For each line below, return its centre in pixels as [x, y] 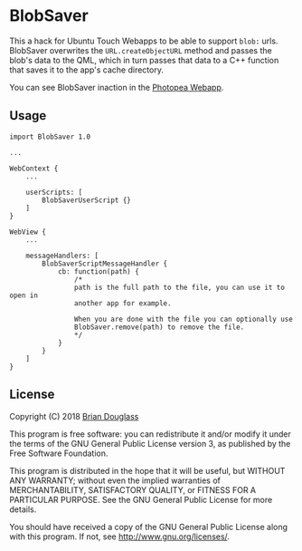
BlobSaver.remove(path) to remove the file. [159, 327]
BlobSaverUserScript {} [86, 200]
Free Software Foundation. [59, 453]
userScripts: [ [54, 192]
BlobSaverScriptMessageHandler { [105, 264]
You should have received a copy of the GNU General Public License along [148, 527]
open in [24, 295]
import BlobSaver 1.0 [50, 137]
